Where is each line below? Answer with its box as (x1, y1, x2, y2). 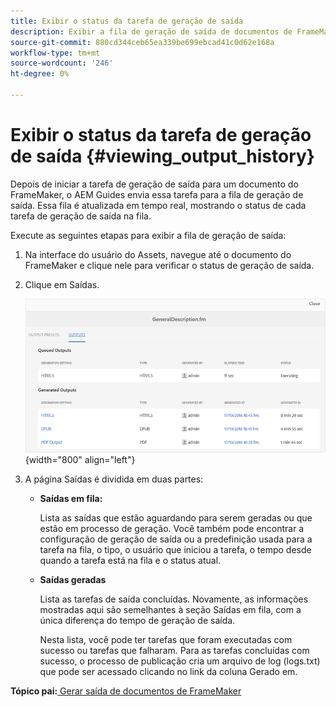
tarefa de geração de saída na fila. (10, 210, 152, 222)
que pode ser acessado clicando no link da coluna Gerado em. (39, 666, 298, 678)
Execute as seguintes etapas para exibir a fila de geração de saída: (10, 229, 287, 241)
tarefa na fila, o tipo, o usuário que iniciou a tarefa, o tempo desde (39, 544, 312, 556)
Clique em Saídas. (24, 278, 100, 290)
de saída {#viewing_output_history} (10, 145, 315, 168)
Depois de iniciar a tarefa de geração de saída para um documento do (10, 178, 299, 190)
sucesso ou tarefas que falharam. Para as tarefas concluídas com (39, 645, 310, 657)
